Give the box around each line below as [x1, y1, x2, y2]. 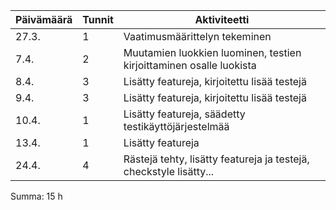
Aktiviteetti [194, 13, 250, 26]
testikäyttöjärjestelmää [123, 120, 230, 133]
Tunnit [82, 13, 114, 26]
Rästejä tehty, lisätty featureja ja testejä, [123, 152, 310, 166]
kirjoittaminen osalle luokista [123, 59, 257, 72]
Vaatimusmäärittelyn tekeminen [123, 30, 272, 43]
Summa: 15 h [10, 190, 63, 202]
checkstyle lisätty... [123, 165, 215, 178]
